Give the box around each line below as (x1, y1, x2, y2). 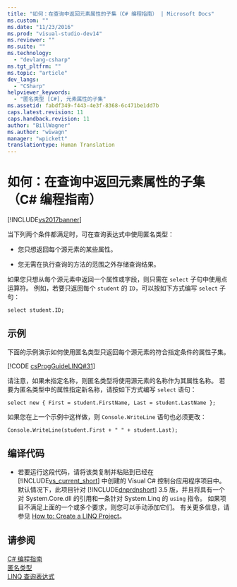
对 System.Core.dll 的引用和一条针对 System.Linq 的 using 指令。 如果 (17, 494, 221, 502)
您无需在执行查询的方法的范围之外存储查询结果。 (17, 260, 160, 269)
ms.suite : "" (7, 43, 46, 50)
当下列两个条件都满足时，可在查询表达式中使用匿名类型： (7, 230, 174, 238)
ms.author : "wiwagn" (7, 128, 68, 135)
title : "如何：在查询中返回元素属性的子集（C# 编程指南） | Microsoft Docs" (7, 10, 215, 18)
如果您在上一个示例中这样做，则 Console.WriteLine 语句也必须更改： (7, 412, 207, 420)
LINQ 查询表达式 (7, 572, 55, 581)
